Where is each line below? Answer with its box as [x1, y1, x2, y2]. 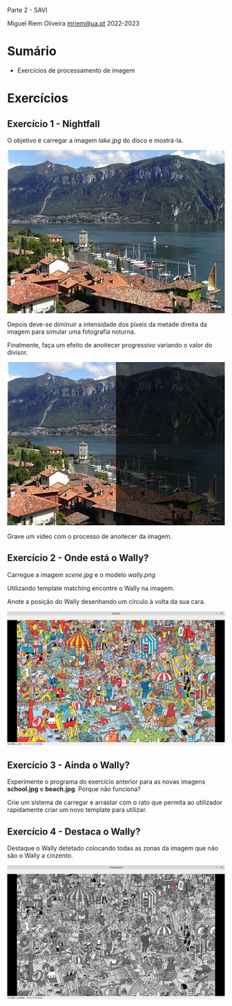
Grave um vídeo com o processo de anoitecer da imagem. [7, 532, 173, 540]
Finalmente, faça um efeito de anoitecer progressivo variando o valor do [7, 341, 213, 349]
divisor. [7, 348, 28, 357]
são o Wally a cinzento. [7, 851, 73, 860]
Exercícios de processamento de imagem [17, 66, 135, 75]
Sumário [7, 44, 57, 59]
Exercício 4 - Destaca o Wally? [7, 826, 141, 837]
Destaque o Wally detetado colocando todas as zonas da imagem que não [7, 844, 219, 852]
